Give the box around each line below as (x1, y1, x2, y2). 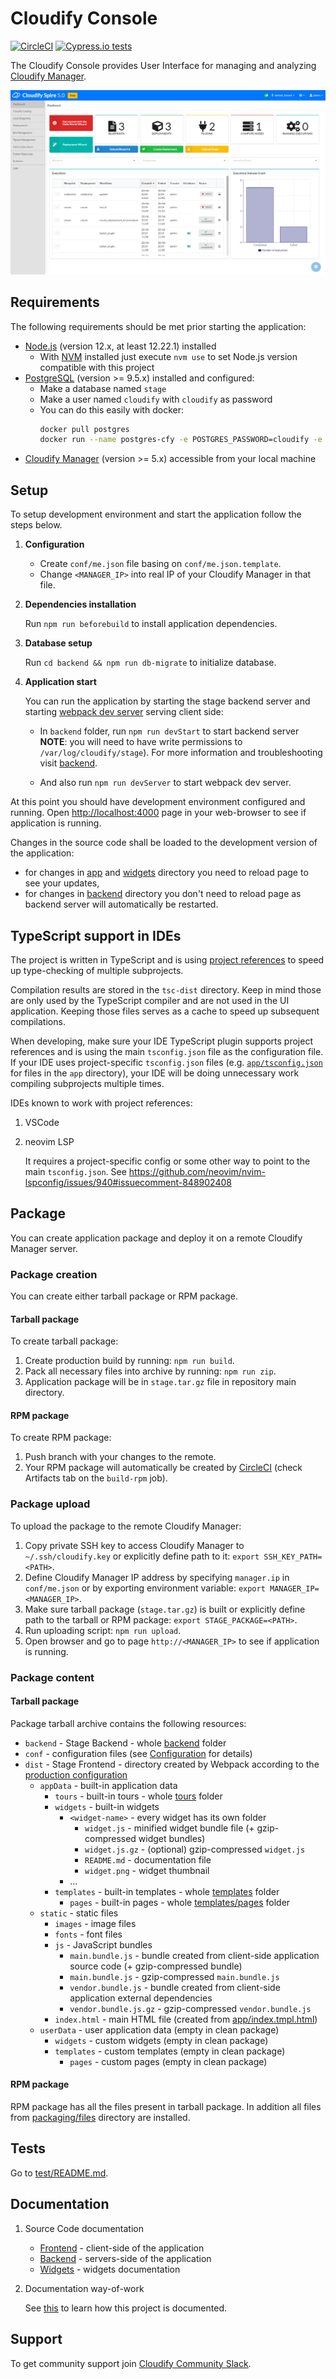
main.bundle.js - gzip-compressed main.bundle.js (69, 1970, 280, 1982)
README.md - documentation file (84, 1853, 212, 1866)
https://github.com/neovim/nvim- (128, 1165, 266, 1177)
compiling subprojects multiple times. (10, 1077, 165, 1089)
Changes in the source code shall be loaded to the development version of (10, 837, 318, 849)
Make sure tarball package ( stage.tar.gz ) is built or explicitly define (24, 1603, 306, 1615)
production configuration (24, 1768, 128, 1781)
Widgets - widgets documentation (39, 2263, 181, 2275)
